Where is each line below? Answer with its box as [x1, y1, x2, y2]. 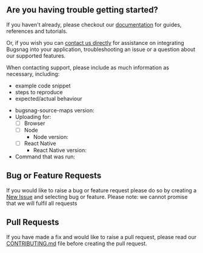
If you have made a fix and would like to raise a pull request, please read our [6, 233, 197, 240]
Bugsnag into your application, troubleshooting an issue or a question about [6, 46, 196, 53]
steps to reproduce [15, 88, 63, 96]
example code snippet [15, 82, 71, 89]
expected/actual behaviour [15, 95, 83, 102]
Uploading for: [15, 113, 52, 120]
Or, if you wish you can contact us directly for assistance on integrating [6, 39, 185, 46]
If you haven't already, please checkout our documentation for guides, [6, 21, 182, 28]
